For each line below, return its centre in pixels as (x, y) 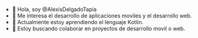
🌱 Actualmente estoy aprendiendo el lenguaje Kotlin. (78, 22)
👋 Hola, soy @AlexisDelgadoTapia (54, 9)
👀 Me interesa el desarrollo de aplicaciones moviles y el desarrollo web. (102, 16)
